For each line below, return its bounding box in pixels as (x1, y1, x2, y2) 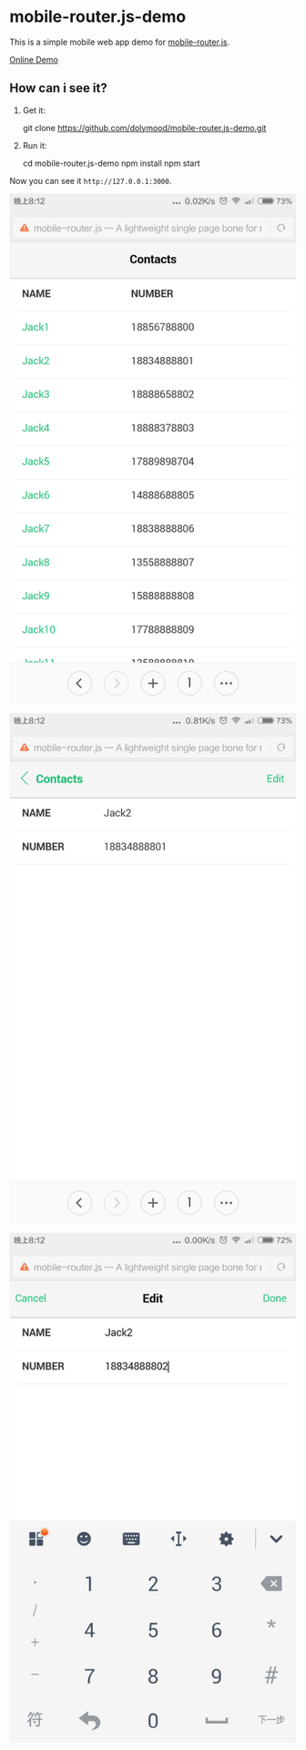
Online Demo (9, 54, 59, 65)
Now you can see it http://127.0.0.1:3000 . (9, 175, 172, 186)
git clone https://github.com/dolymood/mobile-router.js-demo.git (22, 122, 267, 133)
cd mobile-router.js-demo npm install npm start (22, 158, 200, 168)
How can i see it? (9, 80, 107, 97)
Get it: (22, 105, 46, 116)
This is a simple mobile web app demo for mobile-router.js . (9, 36, 230, 47)
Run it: (22, 139, 47, 151)
